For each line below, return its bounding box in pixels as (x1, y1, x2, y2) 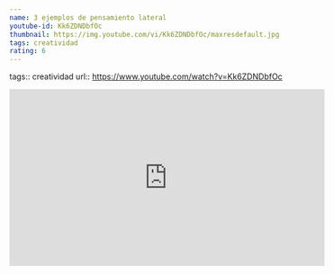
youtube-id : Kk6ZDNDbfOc (9, 22, 103, 31)
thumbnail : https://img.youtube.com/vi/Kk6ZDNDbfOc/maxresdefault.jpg (9, 30, 280, 39)
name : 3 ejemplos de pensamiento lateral (9, 13, 167, 22)
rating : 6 (9, 47, 47, 56)
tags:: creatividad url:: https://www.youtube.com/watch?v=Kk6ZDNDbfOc (9, 71, 284, 82)
